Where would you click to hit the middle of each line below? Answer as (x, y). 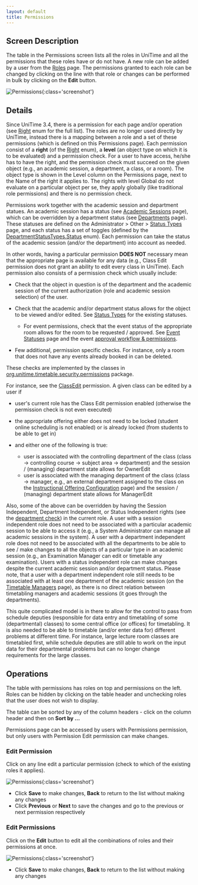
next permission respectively (50, 812)
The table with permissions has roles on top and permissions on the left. (94, 688)
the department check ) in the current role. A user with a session (84, 518)
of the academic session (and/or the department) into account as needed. (96, 243)
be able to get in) (35, 434)
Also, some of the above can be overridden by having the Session (86, 506)
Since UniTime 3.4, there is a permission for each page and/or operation (94, 125)
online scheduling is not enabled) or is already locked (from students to (101, 427)
